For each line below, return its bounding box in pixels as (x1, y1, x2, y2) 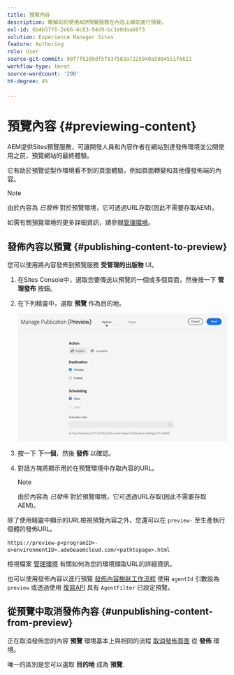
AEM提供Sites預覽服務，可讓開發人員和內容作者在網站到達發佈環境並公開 (7, 143, 219, 151)
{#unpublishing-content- (101, 606, 213, 618)
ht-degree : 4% (7, 78, 49, 85)
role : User (7, 48, 39, 55)
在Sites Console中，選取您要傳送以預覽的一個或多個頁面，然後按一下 (17, 276, 217, 284)
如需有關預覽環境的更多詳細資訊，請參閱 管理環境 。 (7, 218, 154, 227)
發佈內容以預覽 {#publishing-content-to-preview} (7, 241, 228, 253)
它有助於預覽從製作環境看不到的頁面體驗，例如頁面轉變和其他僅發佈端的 (7, 166, 215, 175)
